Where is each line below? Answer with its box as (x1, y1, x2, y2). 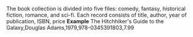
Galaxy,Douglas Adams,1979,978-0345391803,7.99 (6, 24, 135, 31)
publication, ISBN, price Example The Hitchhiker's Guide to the (6, 18, 164, 24)
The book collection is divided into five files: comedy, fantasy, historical (6, 5, 186, 12)
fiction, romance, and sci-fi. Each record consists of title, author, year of (6, 11, 187, 18)
